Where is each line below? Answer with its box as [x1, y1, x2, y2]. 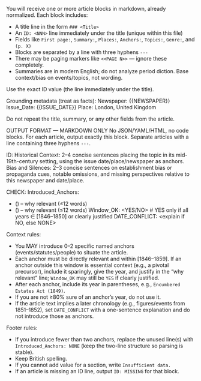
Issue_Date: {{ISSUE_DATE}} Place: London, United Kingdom [6, 104, 157, 110]
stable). [14, 349, 34, 356]
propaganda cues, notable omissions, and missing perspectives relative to [6, 170, 190, 178]
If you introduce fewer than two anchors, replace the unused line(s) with [14, 336, 194, 343]
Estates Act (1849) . [14, 287, 65, 294]
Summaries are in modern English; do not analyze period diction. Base [14, 68, 189, 74]
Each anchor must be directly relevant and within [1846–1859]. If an [14, 255, 182, 262]
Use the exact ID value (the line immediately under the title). [6, 86, 154, 92]
